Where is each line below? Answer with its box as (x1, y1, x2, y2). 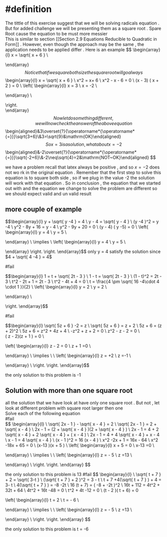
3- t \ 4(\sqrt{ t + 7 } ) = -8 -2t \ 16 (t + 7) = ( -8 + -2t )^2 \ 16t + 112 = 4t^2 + (5, 481, 161, 488)
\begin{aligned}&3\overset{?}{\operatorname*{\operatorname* (5, 128, 135, 134)
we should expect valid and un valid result (5, 190, 92, 196)
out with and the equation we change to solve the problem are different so (5, 185, 158, 191)
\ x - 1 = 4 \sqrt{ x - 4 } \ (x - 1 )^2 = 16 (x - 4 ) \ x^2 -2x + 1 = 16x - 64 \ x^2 (5, 436, 159, 443)
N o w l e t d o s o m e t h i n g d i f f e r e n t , (53, 115, 114, 121)
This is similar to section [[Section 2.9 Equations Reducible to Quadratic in (5, 36, 157, 42)
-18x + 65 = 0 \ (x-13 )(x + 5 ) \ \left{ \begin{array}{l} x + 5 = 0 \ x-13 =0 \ (5, 442, 155, 448)
